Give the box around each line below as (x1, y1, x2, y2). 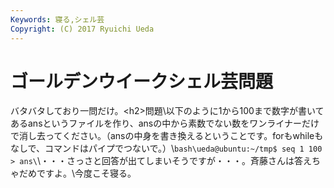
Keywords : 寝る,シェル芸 (10, 14, 105, 25)
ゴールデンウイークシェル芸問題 (10, 70, 274, 93)
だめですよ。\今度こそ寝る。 (18, 167, 137, 180)
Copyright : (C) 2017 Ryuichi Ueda (10, 24, 155, 34)
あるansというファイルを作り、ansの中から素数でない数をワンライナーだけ (10, 117, 320, 130)
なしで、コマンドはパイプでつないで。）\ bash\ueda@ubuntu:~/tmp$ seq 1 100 (10, 142, 323, 155)
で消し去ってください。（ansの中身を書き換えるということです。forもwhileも (10, 130, 324, 142)
